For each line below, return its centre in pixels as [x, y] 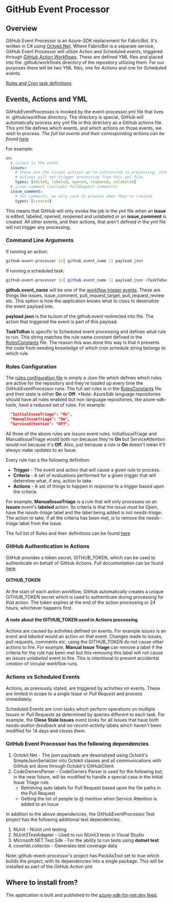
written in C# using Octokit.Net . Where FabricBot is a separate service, [80, 46]
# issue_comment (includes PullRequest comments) [64, 187]
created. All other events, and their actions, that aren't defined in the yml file [86, 222]
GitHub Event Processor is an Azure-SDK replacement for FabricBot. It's [82, 40]
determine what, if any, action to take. [53, 480]
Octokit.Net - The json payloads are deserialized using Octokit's [80, 755]
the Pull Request [38, 793]
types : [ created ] [33, 201]
